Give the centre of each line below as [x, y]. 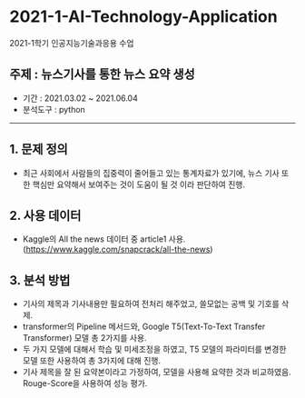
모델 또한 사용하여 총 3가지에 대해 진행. [92, 361]
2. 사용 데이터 [45, 215]
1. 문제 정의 [39, 149]
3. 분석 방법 [40, 280]
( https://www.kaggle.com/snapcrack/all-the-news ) [118, 249]
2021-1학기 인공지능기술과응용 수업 [72, 43]
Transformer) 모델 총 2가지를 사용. [84, 338]
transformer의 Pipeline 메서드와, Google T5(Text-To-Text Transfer [144, 327]
